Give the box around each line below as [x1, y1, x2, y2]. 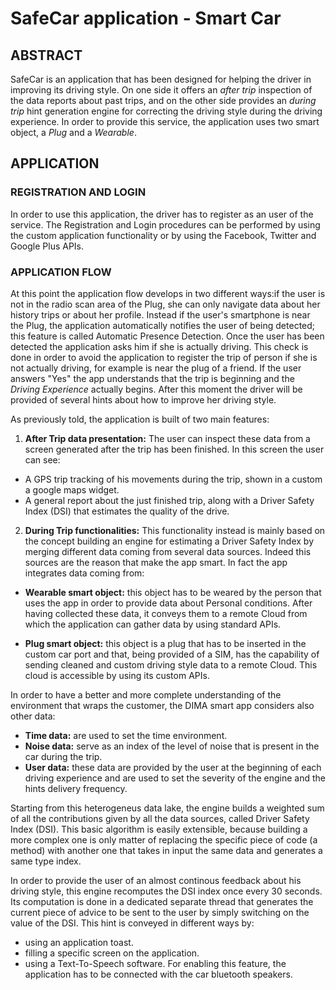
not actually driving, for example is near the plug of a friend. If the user [10, 362, 302, 374]
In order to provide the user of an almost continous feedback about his [10, 874, 302, 886]
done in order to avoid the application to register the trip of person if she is [10, 351, 318, 363]
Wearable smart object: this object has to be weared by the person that [24, 586, 322, 598]
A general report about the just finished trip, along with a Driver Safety [24, 494, 315, 506]
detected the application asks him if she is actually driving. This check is [10, 340, 309, 352]
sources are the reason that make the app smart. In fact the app [24, 556, 288, 568]
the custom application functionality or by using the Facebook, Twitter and [10, 229, 317, 241]
